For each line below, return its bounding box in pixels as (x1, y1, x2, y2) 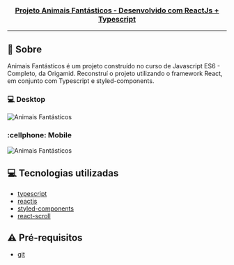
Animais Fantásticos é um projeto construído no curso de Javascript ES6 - (7, 62, 221, 70)
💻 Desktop (7, 95, 46, 105)
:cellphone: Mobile (7, 130, 72, 140)
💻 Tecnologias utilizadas (7, 167, 119, 179)
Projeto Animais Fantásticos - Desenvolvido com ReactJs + (15, 6, 219, 15)
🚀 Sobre (7, 43, 42, 55)
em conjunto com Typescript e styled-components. (7, 77, 155, 85)
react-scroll (17, 211, 51, 220)
